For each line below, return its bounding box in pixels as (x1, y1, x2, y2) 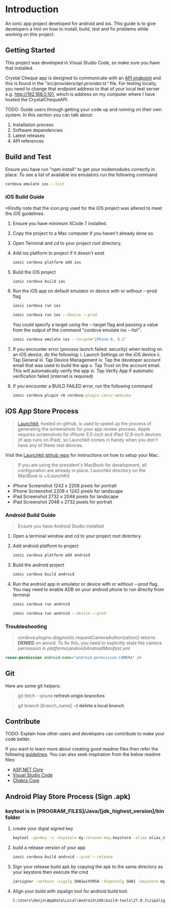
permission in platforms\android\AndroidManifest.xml (17, 645, 130, 651)
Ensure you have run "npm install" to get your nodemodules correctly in (5, 166, 155, 172)
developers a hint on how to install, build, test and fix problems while (5, 25, 149, 32)
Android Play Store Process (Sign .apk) (5, 792, 131, 801)
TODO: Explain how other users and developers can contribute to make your (5, 731, 165, 737)
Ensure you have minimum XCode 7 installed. (12, 220, 108, 226)
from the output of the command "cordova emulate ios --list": (12, 327, 142, 333)
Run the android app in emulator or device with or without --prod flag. (12, 581, 159, 587)
